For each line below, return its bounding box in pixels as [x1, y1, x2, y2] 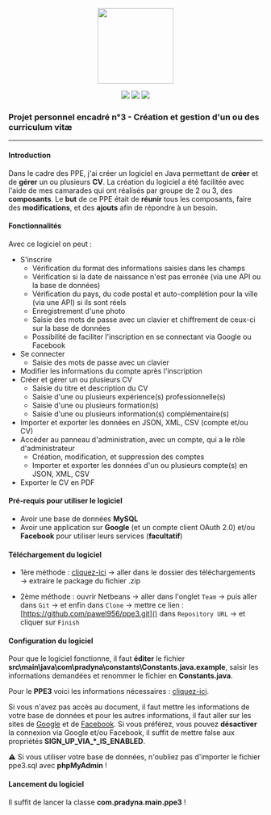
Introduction [8, 150, 51, 160]
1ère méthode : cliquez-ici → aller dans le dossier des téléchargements [19, 567, 256, 577]
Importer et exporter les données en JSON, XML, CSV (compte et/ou [19, 417, 248, 427]
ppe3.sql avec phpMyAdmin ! [8, 761, 107, 771]
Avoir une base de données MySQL [19, 513, 139, 524]
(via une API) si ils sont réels [31, 297, 127, 307]
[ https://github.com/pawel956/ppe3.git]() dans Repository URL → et [19, 609, 246, 619]
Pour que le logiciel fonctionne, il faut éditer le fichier [8, 654, 186, 663]
